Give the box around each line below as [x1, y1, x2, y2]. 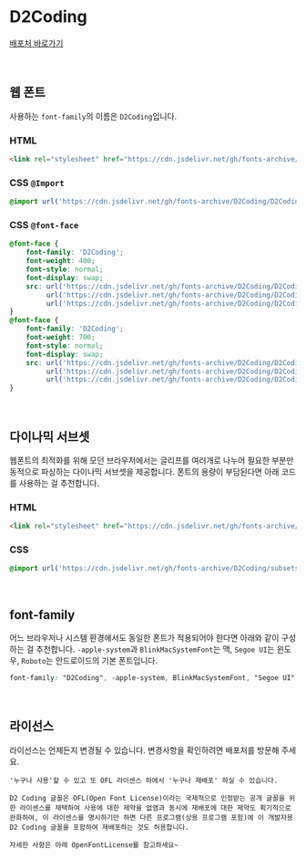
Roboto [21, 657, 46, 666]
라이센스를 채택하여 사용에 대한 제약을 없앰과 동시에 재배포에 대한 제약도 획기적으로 [19, 803, 291, 812]
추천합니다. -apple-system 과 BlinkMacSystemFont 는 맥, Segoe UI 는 [36, 644, 275, 655]
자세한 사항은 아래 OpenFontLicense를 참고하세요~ [9, 840, 179, 850]
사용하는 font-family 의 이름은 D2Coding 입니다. [9, 110, 178, 121]
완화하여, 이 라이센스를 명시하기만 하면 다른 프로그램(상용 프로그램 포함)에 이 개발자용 [9, 812, 293, 822]
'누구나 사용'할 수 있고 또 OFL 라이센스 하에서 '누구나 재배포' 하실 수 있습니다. [9, 776, 279, 785]
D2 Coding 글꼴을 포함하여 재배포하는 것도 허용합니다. [9, 822, 189, 832]
